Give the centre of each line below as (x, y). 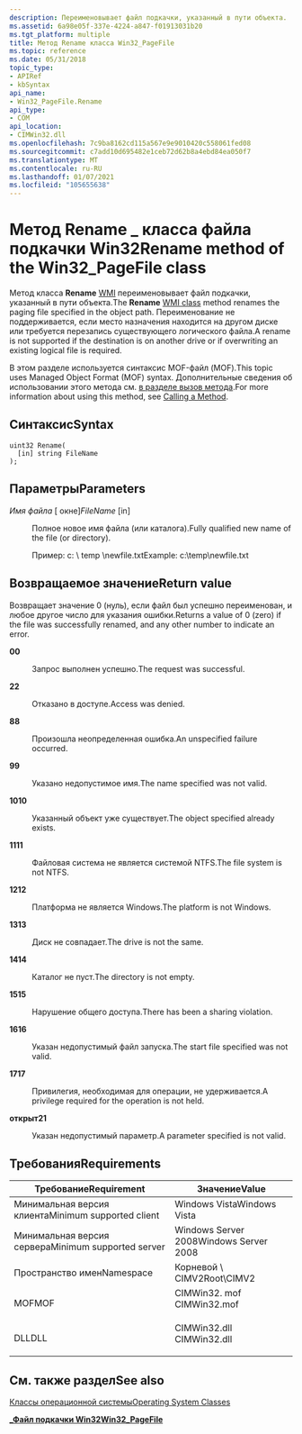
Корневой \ (199, 1267)
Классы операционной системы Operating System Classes (120, 1402)
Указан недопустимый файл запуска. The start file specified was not (160, 1047)
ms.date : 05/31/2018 (48, 59)
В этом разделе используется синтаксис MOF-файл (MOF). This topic (141, 368)
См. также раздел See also (87, 1380)
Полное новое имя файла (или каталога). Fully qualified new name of (162, 528)
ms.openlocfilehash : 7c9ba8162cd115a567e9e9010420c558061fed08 (130, 143)
